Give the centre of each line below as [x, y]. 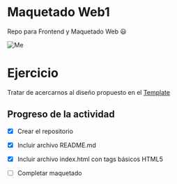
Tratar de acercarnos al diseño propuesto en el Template [89, 92]
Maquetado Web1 [59, 12]
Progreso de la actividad [61, 115]
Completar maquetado [49, 173]
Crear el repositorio [45, 131]
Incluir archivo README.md [56, 145]
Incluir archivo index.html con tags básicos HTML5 [90, 159]
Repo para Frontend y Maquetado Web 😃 [67, 31]
